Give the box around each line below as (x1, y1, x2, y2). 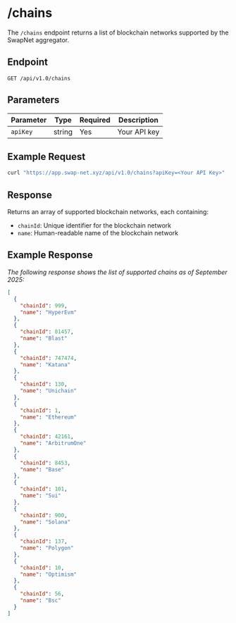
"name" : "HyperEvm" (20, 309, 77, 316)
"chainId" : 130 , (20, 381, 68, 388)
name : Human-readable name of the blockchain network (17, 229, 179, 238)
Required (79, 115, 111, 125)
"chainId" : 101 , (20, 486, 68, 493)
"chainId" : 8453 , (20, 459, 71, 467)
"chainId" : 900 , (20, 512, 68, 519)
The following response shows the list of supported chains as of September (7, 268, 228, 276)
